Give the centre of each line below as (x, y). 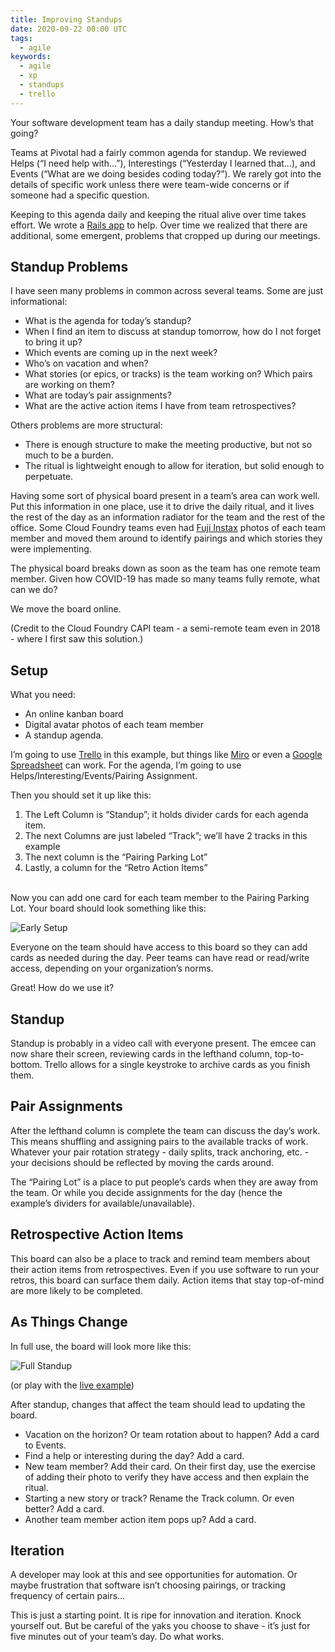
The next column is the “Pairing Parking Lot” (116, 857)
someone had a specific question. (80, 195)
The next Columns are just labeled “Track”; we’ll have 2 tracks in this (166, 836)
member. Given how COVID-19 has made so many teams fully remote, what (165, 579)
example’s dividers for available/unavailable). (102, 1203)
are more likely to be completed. (76, 1290)
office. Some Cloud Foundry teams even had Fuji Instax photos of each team (168, 528)
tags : (21, 38)
